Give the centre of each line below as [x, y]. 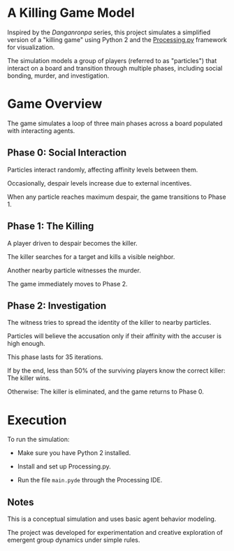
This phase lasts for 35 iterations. [55, 357]
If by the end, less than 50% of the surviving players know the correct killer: [116, 371]
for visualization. [31, 47]
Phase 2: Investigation [57, 306]
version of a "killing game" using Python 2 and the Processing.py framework [117, 39]
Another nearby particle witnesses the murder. [74, 270]
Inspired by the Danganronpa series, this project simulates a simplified [109, 32]
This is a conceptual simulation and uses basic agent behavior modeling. [112, 519]
